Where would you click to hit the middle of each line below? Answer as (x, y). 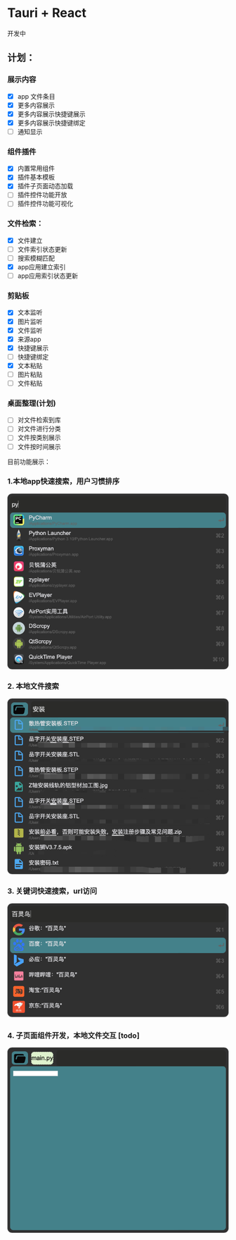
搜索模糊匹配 (36, 258)
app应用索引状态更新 (48, 276)
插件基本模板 (36, 177)
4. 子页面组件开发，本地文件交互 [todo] (73, 1036)
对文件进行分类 (39, 429)
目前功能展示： (29, 461)
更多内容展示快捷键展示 (51, 113)
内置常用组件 (36, 168)
